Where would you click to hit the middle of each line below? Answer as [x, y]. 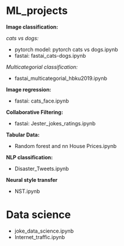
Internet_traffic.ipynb [40, 237]
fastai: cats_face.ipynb [42, 101]
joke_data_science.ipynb [44, 231]
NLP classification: [30, 157]
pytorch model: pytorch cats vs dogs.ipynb [66, 49]
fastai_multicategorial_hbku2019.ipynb [61, 78]
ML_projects [37, 11]
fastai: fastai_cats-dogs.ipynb [50, 55]
